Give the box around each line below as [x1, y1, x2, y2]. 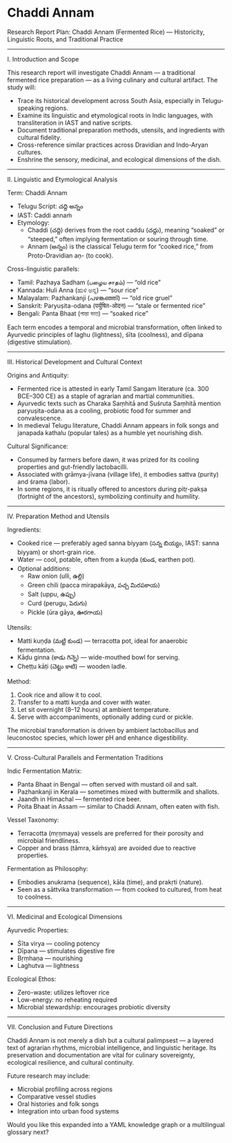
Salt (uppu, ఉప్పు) [27, 589, 76, 598]
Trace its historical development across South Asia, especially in [17, 96, 200, 104]
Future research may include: [7, 1071, 90, 1080]
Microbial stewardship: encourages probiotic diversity [17, 1003, 171, 1011]
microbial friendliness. [17, 836, 81, 845]
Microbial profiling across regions [17, 1085, 113, 1093]
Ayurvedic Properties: [7, 926, 69, 934]
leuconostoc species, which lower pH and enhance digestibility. [7, 733, 188, 742]
